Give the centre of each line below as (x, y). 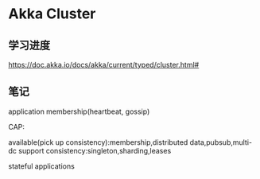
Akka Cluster (52, 14)
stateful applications (42, 166)
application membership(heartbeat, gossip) (79, 111)
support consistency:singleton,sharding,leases (95, 150)
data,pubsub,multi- (221, 142)
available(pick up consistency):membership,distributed (98, 142)
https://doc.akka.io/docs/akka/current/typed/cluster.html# (104, 65)
